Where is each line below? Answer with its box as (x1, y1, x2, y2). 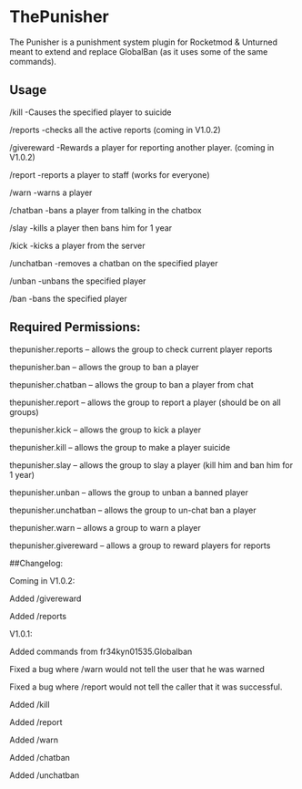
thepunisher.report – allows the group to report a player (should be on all (9, 397, 281, 408)
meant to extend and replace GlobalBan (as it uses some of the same (9, 46, 268, 57)
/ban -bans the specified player (9, 293, 127, 304)
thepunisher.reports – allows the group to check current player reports (9, 344, 273, 355)
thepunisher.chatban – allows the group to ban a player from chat (9, 379, 255, 389)
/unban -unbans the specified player (9, 275, 146, 286)
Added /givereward (9, 593, 82, 604)
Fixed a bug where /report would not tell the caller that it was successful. (9, 681, 283, 692)
